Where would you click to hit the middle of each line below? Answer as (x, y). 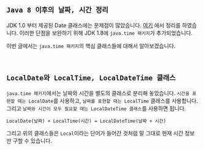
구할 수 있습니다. (32, 141)
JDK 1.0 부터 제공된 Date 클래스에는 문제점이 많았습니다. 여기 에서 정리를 (93, 25)
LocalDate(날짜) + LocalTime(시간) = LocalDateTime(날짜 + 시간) (86, 121)
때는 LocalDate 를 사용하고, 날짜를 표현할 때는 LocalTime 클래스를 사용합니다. (108, 101)
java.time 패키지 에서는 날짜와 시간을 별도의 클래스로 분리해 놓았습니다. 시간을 (98, 93)
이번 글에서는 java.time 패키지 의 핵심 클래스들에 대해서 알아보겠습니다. (91, 46)
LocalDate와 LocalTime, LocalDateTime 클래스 (91, 78)
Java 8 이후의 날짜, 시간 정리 (57, 10)
